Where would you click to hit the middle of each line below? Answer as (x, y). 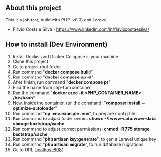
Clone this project (30, 61)
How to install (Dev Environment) (56, 45)
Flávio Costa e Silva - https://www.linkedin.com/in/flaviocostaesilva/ (81, 29)
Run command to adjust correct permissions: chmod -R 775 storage (81, 129)
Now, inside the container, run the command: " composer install (76, 103)
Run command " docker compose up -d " (53, 77)
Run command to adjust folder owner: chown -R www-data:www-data (84, 118)
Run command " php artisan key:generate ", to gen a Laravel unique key (84, 139)
